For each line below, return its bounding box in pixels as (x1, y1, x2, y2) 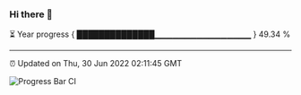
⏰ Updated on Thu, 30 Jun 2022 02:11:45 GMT (9, 58, 183, 69)
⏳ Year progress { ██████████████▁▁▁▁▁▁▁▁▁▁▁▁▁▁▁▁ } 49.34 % (9, 29, 291, 39)
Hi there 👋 (9, 8, 54, 21)
